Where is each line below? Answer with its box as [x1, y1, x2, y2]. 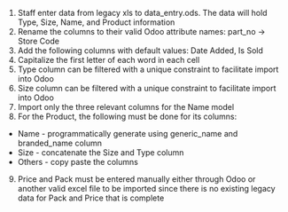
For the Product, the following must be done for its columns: [17, 111, 237, 122]
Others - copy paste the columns [17, 157, 139, 167]
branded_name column [17, 137, 103, 148]
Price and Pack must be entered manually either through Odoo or [17, 174, 256, 185]
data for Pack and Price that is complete [17, 192, 165, 203]
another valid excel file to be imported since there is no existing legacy [17, 184, 276, 193]
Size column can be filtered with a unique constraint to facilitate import [17, 83, 276, 93]
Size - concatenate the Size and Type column [17, 147, 184, 158]
